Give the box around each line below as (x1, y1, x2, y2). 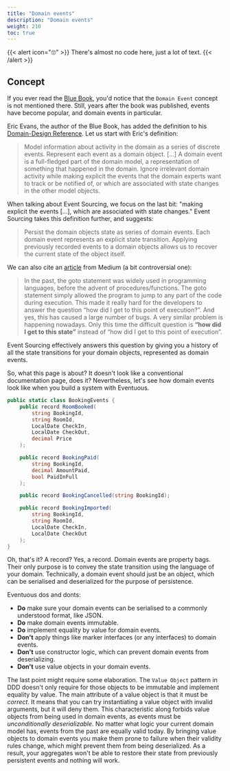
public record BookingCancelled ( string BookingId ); (19, 492, 170, 499)
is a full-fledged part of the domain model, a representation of (23, 158, 200, 166)
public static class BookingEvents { (7, 397, 115, 404)
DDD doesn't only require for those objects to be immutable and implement (7, 683, 220, 692)
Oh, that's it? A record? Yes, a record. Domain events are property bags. (7, 556, 211, 564)
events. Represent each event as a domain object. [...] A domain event (23, 150, 223, 158)
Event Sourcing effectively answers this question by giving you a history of (7, 341, 218, 350)
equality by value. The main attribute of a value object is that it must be (7, 690, 208, 699)
